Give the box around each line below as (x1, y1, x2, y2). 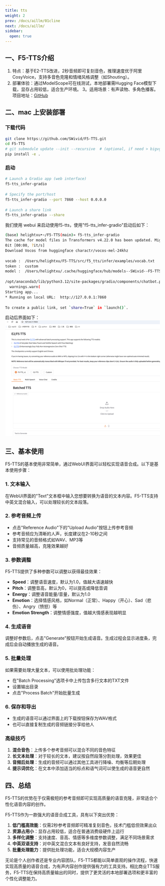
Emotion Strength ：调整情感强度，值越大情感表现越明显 (12, 610, 127, 616)
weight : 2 (5, 13, 26, 18)
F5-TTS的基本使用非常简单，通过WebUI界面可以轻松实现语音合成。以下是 (5, 461, 155, 467)
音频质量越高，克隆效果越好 (12, 543, 69, 549)
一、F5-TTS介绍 (5, 54, 55, 62)
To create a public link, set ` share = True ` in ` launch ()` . (5, 305, 129, 310)
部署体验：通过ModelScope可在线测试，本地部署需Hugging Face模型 (12, 80, 153, 86)
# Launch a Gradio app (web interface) (5, 176, 87, 181)
